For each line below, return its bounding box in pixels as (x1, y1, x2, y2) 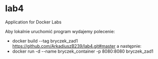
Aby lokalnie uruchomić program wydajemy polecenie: (5, 28, 115, 34)
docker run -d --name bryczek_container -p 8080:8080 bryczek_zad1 (12, 48, 154, 54)
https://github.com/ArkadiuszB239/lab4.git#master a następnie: (12, 43, 142, 49)
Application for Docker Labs (5, 19, 62, 25)
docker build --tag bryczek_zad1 (12, 38, 78, 44)
